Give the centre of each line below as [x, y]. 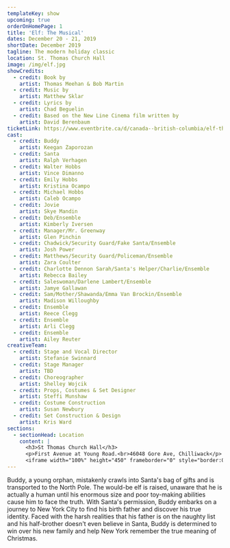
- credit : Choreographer [49, 377]
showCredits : [26, 71]
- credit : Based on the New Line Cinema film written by [96, 115]
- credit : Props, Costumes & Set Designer [75, 390]
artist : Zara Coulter [50, 262]
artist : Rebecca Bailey [53, 275]
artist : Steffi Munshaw [53, 397]
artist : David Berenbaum [55, 122]
